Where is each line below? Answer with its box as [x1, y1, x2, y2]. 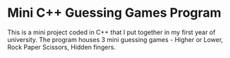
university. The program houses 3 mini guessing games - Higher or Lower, [7, 35, 224, 43]
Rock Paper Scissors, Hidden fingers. [7, 43, 116, 51]
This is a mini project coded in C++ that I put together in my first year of [7, 28, 216, 36]
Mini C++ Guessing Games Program [7, 5, 222, 21]
